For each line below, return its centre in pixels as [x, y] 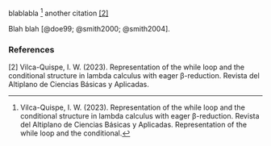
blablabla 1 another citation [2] [58, 13]
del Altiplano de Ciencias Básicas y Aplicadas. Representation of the [133, 124]
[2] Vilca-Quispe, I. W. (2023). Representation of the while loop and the [127, 67]
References [31, 49]
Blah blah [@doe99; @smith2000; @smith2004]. [90, 28]
